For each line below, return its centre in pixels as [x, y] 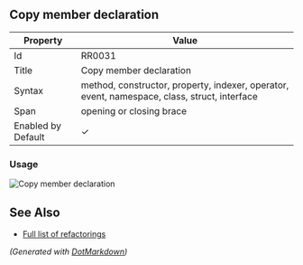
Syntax [28, 90]
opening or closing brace [134, 110]
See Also [35, 212]
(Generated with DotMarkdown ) [69, 251]
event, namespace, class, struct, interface [170, 96]
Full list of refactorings [64, 233]
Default [29, 137]
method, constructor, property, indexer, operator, [185, 85]
